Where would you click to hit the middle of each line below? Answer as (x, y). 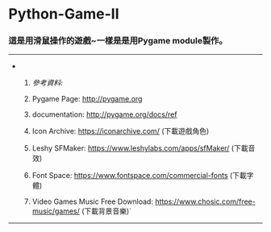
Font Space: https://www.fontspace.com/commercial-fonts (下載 (140, 176)
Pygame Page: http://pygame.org (87, 99)
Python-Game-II (64, 14)
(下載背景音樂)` (106, 211)
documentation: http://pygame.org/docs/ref (104, 114)
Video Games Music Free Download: (92, 201)
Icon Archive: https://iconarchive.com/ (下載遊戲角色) (121, 131)
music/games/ (56, 211)
